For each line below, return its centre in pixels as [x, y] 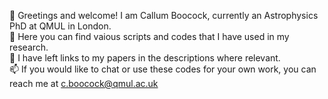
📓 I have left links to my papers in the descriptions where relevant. [145, 58]
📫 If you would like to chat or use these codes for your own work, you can [163, 69]
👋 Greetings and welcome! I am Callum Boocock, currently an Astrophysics [164, 15]
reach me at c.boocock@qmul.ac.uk [84, 83]
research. [29, 47]
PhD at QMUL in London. [60, 26]
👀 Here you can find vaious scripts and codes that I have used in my [149, 36]
